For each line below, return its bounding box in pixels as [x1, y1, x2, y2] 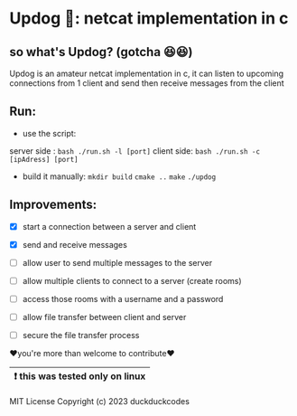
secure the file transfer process [22, 330, 140, 340]
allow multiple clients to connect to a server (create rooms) [22, 275, 242, 286]
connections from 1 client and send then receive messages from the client [9, 78, 284, 89]
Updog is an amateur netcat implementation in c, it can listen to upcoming [9, 68, 284, 79]
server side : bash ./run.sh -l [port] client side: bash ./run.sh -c [9, 145, 260, 156]
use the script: [22, 128, 77, 138]
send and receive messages [22, 239, 128, 250]
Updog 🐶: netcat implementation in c [9, 8, 289, 29]
